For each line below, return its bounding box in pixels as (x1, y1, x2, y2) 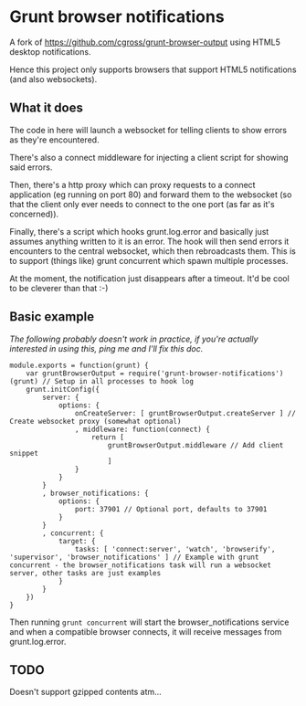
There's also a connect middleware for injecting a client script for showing (9, 152, 289, 163)
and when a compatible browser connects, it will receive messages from (9, 626, 282, 637)
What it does (9, 100, 84, 116)
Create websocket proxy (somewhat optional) (9, 416, 182, 426)
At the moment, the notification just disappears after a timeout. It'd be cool (9, 272, 290, 284)
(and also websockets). (9, 73, 98, 84)
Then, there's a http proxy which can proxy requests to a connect (9, 179, 256, 190)
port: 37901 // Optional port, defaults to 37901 (74, 504, 268, 513)
